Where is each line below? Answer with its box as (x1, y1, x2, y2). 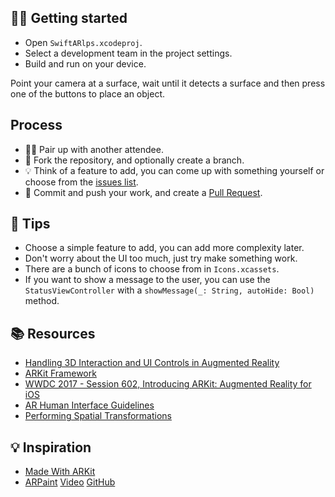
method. (24, 295, 60, 307)
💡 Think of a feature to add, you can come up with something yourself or (24, 164, 325, 176)
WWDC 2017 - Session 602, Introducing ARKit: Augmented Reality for (24, 378, 312, 390)
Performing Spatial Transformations (24, 410, 172, 422)
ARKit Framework (24, 367, 97, 380)
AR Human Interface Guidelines (24, 399, 155, 411)
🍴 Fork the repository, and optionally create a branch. (24, 154, 245, 166)
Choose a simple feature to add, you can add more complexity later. (24, 242, 305, 254)
